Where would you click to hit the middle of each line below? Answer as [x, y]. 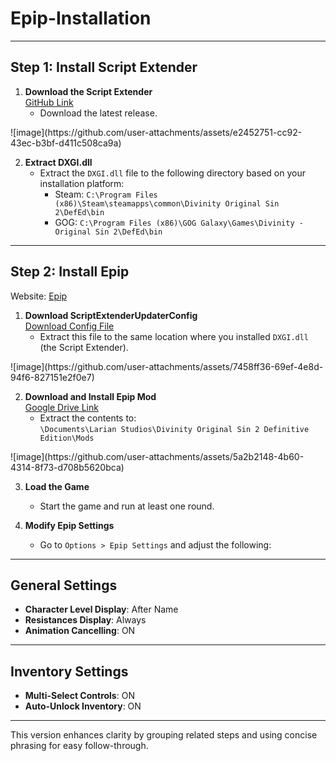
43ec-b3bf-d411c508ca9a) [66, 143]
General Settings [64, 585]
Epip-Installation [81, 18]
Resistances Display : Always [85, 620]
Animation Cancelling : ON [80, 631]
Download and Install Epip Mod [90, 396]
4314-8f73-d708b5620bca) [67, 467]
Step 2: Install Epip [70, 272]
